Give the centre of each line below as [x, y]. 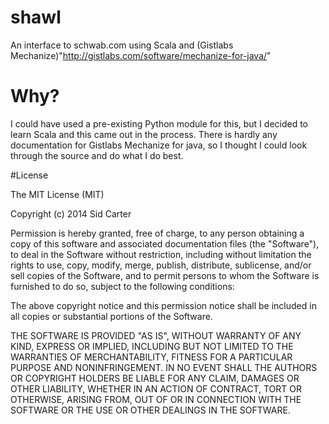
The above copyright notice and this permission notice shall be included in [163, 305]
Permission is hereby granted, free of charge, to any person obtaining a [157, 233]
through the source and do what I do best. [97, 155]
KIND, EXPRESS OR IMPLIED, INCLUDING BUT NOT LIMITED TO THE [152, 346]
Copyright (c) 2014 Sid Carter [71, 213]
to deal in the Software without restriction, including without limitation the [161, 254]
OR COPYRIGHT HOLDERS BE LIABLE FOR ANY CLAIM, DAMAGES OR [155, 378]
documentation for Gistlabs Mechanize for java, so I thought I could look [159, 145]
